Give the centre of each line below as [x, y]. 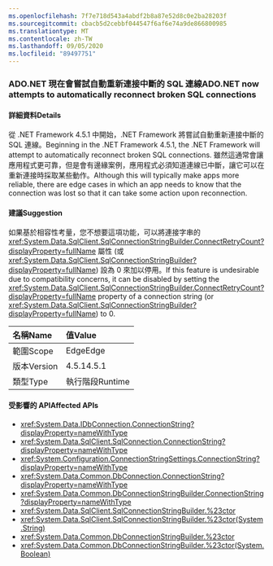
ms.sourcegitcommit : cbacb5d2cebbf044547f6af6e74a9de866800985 [118, 24]
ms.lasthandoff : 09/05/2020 [56, 46]
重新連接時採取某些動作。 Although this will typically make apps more [124, 175]
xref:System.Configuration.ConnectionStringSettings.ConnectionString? [140, 459]
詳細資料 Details [35, 115]
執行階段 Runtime [97, 382]
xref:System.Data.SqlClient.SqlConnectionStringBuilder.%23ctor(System [142, 519]
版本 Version [35, 366]
